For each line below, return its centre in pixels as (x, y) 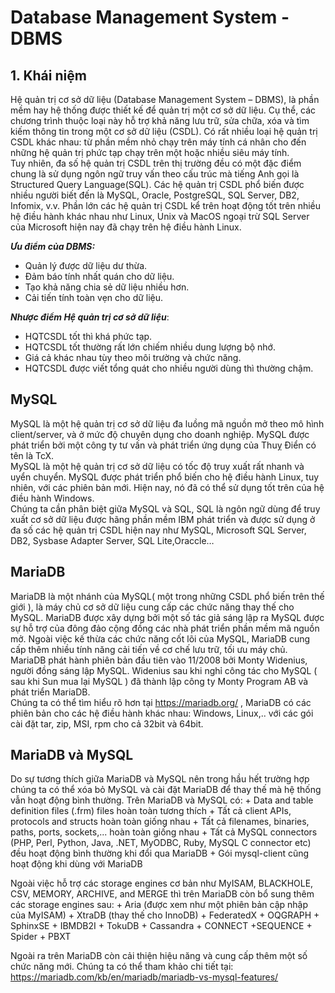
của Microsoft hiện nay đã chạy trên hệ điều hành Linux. (126, 227)
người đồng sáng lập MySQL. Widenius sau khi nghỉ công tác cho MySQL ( (164, 670)
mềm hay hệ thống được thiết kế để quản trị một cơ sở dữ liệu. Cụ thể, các (163, 110)
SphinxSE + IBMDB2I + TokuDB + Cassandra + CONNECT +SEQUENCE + (161, 926)
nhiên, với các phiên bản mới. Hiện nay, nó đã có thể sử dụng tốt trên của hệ (167, 487)
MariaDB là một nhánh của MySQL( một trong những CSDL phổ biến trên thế (167, 596)
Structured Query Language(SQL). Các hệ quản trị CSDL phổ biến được (157, 184)
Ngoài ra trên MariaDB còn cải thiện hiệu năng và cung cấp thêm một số (159, 956)
